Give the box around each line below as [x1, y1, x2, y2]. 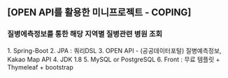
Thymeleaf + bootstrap [7, 63, 73, 71]
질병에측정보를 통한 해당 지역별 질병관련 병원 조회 [7, 29, 163, 39]
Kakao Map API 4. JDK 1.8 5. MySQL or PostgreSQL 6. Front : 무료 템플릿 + [7, 55, 220, 63]
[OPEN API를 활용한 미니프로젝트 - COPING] [7, 6, 192, 19]
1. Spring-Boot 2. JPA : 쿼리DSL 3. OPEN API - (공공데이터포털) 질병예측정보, [7, 46, 222, 54]
